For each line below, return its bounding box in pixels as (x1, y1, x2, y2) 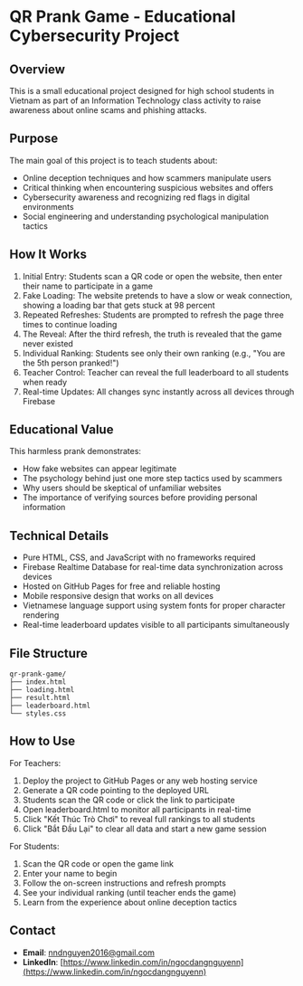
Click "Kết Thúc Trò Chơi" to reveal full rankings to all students (22, 813, 256, 824)
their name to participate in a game (22, 280, 154, 291)
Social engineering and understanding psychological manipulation (22, 211, 270, 222)
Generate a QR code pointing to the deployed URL (22, 784, 210, 795)
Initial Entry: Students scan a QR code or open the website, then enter (22, 270, 283, 281)
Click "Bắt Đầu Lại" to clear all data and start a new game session (22, 823, 267, 834)
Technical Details (9, 527, 109, 544)
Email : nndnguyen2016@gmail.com (22, 947, 156, 958)
